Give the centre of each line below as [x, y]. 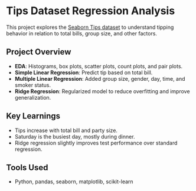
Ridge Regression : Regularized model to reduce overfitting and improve [102, 91]
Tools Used [27, 167]
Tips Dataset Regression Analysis [91, 11]
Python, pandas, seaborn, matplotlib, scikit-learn [74, 182]
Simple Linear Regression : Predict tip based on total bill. [84, 73]
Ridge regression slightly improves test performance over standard [96, 143]
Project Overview [39, 52]
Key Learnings [33, 116]
